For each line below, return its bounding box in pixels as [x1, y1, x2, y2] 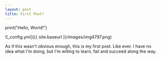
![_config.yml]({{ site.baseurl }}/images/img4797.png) [5, 34, 112, 40]
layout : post [5, 7, 32, 12]
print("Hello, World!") [5, 24, 48, 30]
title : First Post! [5, 12, 45, 16]
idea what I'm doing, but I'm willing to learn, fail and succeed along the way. [5, 48, 157, 54]
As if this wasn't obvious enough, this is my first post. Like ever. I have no [5, 43, 152, 49]
